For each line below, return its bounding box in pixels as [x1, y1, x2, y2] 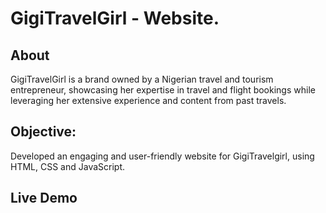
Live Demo [10, 190, 78, 207]
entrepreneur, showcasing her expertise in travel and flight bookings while [10, 84, 316, 96]
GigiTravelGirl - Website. [10, 7, 220, 30]
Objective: [10, 123, 77, 141]
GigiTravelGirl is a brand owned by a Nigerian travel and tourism [10, 73, 274, 85]
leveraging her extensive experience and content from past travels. [10, 95, 287, 106]
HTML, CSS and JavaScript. [10, 160, 126, 172]
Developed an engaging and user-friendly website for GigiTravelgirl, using [10, 150, 315, 162]
